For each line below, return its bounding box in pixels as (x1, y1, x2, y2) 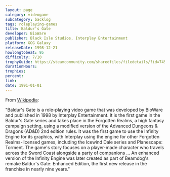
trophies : (5, 69, 26, 74)
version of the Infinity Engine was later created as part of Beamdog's (5, 155, 149, 161)
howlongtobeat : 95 (5, 50, 44, 55)
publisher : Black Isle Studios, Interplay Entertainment (5, 36, 128, 41)
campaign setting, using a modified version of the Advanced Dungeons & (5, 123, 158, 129)
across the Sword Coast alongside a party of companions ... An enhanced (5, 150, 159, 156)
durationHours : (5, 64, 37, 69)
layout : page (5, 7, 33, 13)
